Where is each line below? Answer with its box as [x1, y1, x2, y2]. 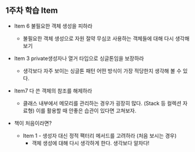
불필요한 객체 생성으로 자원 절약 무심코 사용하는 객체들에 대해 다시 [22, 35, 174, 42]
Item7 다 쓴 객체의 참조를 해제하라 [14, 87, 92, 94]
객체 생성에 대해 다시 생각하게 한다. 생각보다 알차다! [31, 139, 150, 146]
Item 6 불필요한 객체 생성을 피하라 [14, 22, 92, 29]
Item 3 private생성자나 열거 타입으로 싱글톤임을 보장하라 [14, 55, 144, 62]
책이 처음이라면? [14, 120, 52, 127]
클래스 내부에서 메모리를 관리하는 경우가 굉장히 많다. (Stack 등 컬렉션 [22, 100, 182, 107]
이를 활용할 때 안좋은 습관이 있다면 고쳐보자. [35, 107, 137, 114]
